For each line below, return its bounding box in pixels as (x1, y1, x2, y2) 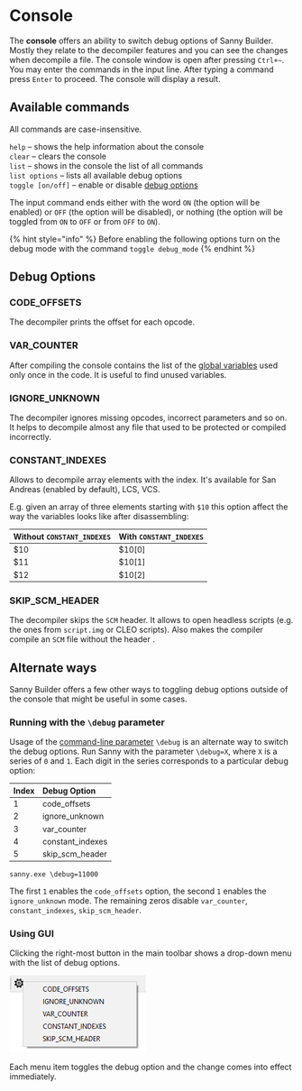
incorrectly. (9, 432, 52, 443)
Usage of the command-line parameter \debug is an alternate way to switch (9, 737, 288, 747)
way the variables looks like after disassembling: (9, 511, 189, 522)
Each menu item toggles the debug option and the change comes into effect (9, 1061, 292, 1073)
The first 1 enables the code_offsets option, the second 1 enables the (9, 885, 267, 896)
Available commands (9, 100, 130, 115)
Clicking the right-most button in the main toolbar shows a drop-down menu (9, 948, 292, 958)
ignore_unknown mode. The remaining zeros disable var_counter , (9, 894, 248, 906)
